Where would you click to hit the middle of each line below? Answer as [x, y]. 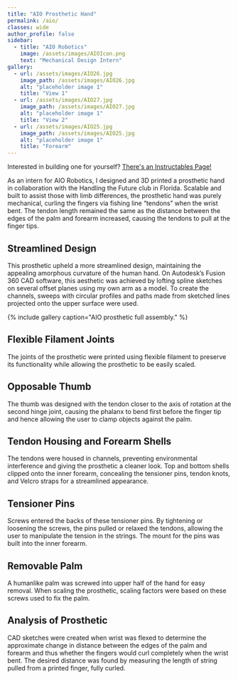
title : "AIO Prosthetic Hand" [52, 14]
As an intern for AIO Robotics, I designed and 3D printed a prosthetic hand [116, 181]
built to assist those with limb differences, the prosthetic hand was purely [114, 196]
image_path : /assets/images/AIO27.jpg [77, 107]
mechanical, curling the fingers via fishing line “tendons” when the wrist [113, 203]
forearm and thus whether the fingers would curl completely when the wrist [118, 653]
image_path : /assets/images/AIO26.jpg [77, 80]
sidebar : [20, 41]
